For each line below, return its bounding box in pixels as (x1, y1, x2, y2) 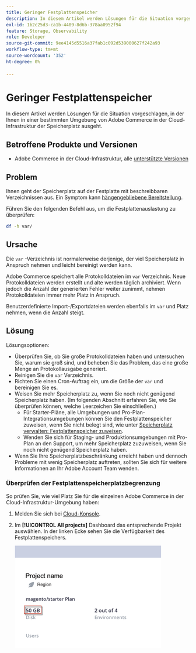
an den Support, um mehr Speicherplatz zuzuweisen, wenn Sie (34, 439, 187, 447)
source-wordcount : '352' (6, 53, 66, 59)
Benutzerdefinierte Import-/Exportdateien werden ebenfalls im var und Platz (6, 303, 189, 310)
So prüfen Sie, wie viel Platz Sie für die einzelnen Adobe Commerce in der (6, 492, 184, 500)
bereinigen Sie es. (14, 384, 58, 391)
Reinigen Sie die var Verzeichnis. (14, 372, 94, 379)
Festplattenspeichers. (14, 534, 67, 541)
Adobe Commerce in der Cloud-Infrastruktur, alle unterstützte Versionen (14, 155, 188, 162)
